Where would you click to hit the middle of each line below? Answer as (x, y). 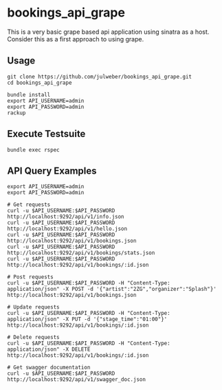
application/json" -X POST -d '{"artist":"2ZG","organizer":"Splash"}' (112, 289)
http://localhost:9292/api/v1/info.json (66, 217)
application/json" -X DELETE (49, 349)
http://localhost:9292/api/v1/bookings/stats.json (81, 253)
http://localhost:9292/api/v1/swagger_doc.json (77, 380)
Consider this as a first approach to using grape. (76, 39)
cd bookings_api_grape (40, 83)
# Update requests (33, 307)
